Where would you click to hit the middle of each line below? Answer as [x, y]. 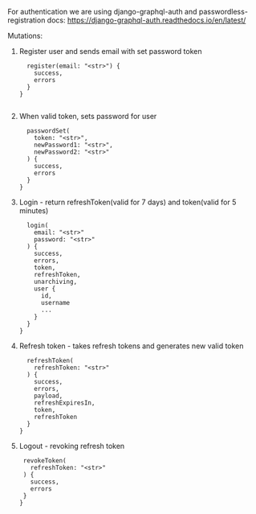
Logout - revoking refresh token [72, 446]
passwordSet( [49, 131]
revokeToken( [45, 461]
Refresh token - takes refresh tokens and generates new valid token [131, 346]
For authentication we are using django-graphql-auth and [102, 12]
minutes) [34, 211]
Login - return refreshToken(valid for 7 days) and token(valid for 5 [128, 202]
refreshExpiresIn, [65, 403]
